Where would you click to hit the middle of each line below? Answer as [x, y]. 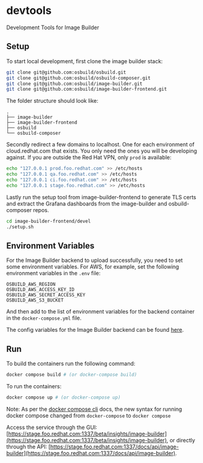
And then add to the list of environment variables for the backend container [101, 312]
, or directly [181, 440]
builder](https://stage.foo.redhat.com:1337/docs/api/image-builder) [91, 453]
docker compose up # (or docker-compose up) [64, 397]
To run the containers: [34, 386]
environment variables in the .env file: [53, 273]
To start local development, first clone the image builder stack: [84, 61]
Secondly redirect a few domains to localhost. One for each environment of [100, 145]
